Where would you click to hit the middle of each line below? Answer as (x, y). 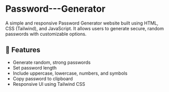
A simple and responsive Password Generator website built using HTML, (82, 23)
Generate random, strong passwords (52, 62)
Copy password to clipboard (43, 78)
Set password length (35, 67)
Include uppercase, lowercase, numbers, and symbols (70, 73)
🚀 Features (23, 50)
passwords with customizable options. (46, 34)
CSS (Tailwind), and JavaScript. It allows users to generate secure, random (85, 28)
